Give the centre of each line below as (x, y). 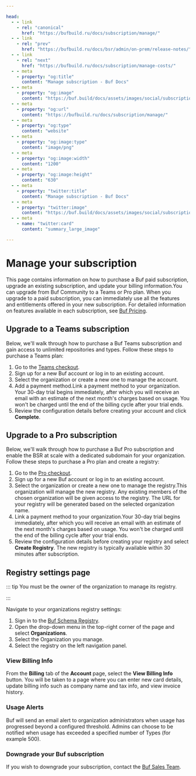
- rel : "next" (34, 60)
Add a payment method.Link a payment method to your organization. (97, 386)
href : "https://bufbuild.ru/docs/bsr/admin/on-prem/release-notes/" (106, 50)
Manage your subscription (71, 263)
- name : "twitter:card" (45, 224)
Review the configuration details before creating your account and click (100, 410)
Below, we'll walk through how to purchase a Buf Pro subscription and (90, 450)
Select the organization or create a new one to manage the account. (96, 379)
